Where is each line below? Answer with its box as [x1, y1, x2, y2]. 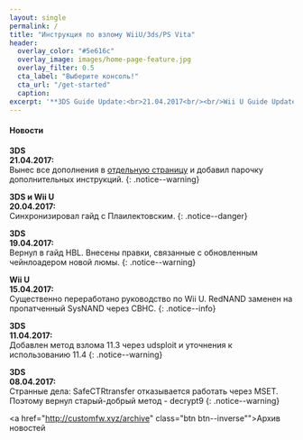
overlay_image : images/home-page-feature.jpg [17, 55, 192, 64]
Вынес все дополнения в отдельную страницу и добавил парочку [9, 164, 264, 175]
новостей [9, 422, 46, 433]
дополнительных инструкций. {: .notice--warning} [9, 173, 200, 185]
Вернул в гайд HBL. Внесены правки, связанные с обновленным [9, 247, 259, 258]
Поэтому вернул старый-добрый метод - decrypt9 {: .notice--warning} [9, 395, 280, 406]
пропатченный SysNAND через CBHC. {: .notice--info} [9, 303, 216, 314]
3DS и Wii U [9, 191, 55, 202]
